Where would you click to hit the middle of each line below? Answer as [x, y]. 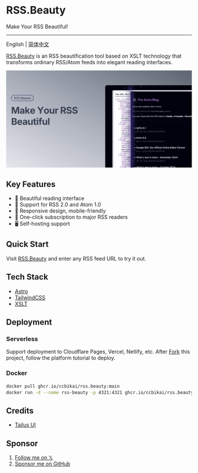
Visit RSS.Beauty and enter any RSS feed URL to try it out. [76, 258]
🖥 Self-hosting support [42, 224]
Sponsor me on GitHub [42, 464]
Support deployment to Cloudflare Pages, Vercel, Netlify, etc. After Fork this [98, 352]
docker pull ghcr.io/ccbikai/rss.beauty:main [63, 386]
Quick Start [27, 244]
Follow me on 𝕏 [34, 458]
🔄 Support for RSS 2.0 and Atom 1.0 [58, 205]
